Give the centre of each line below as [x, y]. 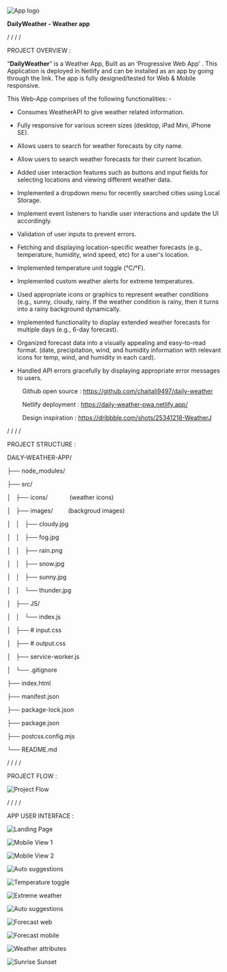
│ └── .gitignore [32, 670]
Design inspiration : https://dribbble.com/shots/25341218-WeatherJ [117, 418]
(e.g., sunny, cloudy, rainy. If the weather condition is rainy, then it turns [118, 302]
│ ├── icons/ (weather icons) [61, 497]
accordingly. [35, 221]
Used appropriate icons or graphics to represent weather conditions [113, 294]
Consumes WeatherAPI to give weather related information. [101, 112]
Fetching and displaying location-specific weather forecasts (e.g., [110, 247]
